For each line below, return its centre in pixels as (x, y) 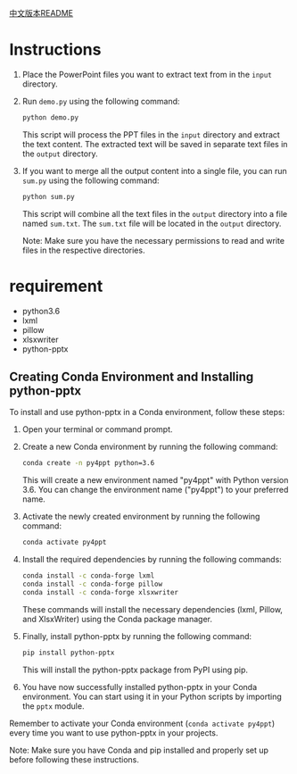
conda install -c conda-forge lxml (88, 576)
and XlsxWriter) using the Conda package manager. (117, 619)
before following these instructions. (74, 759)
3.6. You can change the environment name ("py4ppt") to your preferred (155, 490)
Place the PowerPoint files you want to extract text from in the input (147, 74)
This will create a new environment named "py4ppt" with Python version (155, 480)
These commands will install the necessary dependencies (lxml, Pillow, (153, 609)
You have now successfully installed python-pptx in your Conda (140, 687)
